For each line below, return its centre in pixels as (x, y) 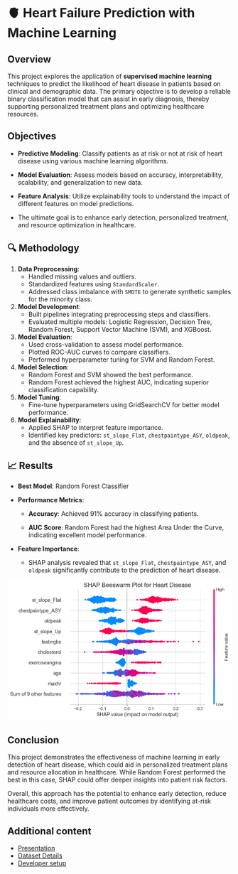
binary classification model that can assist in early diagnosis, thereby (108, 99)
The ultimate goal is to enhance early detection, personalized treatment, (123, 217)
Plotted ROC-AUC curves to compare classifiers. (99, 352)
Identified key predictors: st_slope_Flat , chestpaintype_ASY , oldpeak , (129, 435)
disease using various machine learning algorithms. (93, 161)
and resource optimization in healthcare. (77, 225)
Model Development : (49, 306)
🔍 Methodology (43, 248)
